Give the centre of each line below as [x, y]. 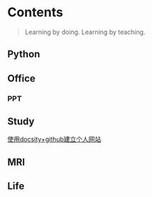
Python [24, 54]
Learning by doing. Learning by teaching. [85, 32]
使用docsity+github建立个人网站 [54, 140]
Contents [36, 12]
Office [21, 78]
